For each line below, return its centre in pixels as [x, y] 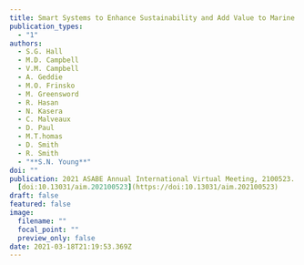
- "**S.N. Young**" [55, 162]
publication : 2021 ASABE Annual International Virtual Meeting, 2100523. [152, 178]
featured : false [40, 204]
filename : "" [42, 221]
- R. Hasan [38, 102]
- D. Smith [38, 145]
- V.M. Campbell [48, 69]
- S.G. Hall [41, 52]
